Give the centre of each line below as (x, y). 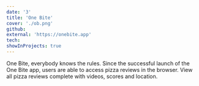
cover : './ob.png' (30, 23)
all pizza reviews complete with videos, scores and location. (82, 76)
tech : (13, 40)
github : (16, 29)
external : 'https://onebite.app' (49, 35)
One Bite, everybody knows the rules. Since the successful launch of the (98, 63)
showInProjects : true (34, 46)
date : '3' (19, 12)
